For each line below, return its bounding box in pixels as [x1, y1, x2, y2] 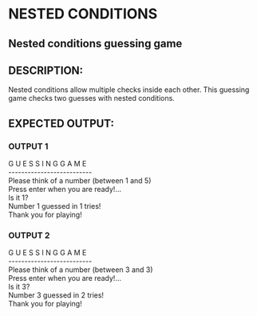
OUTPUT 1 [8, 141, 49, 152]
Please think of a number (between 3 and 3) [8, 265, 153, 274]
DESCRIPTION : [8, 63, 84, 77]
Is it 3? [8, 282, 30, 292]
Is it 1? [8, 193, 29, 202]
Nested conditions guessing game [8, 37, 183, 50]
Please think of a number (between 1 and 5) [8, 176, 152, 186]
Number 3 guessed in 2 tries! [8, 290, 105, 300]
